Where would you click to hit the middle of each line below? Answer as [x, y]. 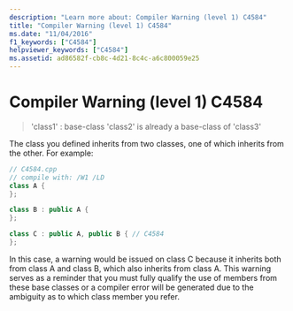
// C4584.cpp [33, 169]
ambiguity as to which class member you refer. [94, 296]
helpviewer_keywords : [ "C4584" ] [69, 50]
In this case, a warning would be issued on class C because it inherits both [145, 259]
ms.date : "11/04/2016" [51, 34]
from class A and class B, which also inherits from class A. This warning [140, 268]
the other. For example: [51, 153]
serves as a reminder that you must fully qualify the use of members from [143, 277]
